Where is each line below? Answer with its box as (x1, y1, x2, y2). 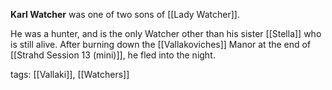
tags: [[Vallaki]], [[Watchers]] (10, 69, 130, 80)
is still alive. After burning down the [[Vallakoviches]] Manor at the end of (10, 39, 312, 50)
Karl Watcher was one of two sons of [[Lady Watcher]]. (10, 9, 240, 20)
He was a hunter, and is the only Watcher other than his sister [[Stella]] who (10, 28, 322, 39)
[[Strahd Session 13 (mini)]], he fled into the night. (10, 49, 216, 61)
